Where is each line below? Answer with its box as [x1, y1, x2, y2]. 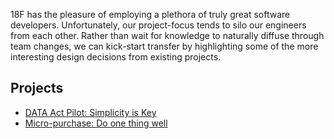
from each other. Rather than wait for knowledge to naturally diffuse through [10, 30, 325, 41]
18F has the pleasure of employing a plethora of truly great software [10, 9, 291, 20]
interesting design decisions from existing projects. [10, 51, 222, 63]
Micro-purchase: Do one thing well [24, 117, 168, 129]
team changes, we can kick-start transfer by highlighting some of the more [10, 40, 319, 52]
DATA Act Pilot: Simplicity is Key [24, 106, 157, 118]
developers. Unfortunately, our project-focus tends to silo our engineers [10, 19, 307, 31]
